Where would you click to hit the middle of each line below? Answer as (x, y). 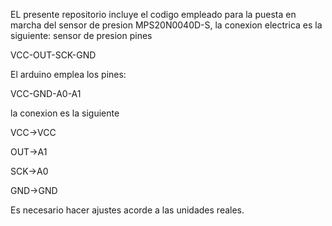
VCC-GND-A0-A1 (46, 93)
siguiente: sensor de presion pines (81, 35)
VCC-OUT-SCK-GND (53, 55)
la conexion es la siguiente (65, 113)
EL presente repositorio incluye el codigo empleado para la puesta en (153, 14)
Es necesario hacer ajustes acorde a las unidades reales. (127, 210)
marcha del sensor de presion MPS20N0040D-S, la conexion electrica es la (166, 25)
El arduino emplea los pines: (68, 74)
